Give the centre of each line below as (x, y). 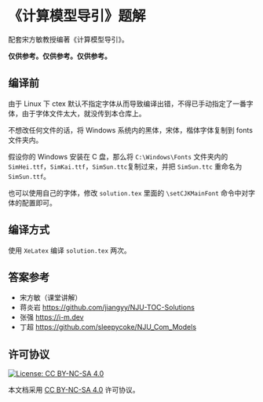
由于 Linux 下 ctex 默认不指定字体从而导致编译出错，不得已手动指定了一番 (128, 104)
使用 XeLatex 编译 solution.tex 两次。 (69, 250)
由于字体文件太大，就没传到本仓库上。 (84, 113)
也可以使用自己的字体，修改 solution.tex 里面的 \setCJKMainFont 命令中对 (128, 192)
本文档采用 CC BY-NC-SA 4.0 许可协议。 (74, 390)
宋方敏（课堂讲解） (51, 298)
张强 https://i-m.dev (51, 317)
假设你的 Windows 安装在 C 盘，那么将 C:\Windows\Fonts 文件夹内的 (118, 156)
